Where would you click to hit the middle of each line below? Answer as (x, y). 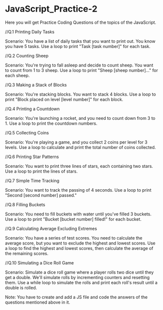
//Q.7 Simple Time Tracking (32, 180)
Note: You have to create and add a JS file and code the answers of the (76, 297)
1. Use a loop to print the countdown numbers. (51, 123)
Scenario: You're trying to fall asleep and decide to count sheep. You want (79, 65)
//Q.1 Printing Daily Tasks (30, 32)
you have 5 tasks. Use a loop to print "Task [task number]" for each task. (78, 46)
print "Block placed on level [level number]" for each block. (64, 99)
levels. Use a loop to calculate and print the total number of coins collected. (81, 147)
